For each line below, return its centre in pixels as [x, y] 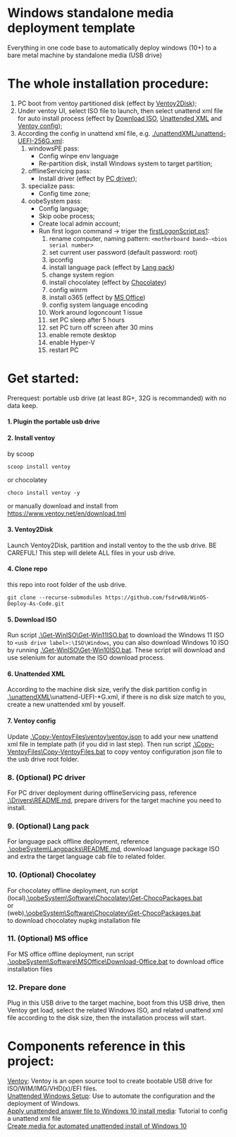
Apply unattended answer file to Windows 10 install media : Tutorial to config [117, 1111]
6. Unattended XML [36, 674]
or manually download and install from [63, 506]
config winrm [68, 290]
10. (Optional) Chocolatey [52, 875]
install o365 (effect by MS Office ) [97, 297]
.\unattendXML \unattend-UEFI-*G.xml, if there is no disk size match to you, [117, 697]
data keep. [23, 405]
